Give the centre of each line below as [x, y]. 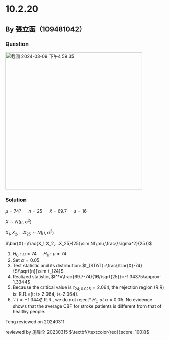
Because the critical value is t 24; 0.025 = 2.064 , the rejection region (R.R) [88, 288]
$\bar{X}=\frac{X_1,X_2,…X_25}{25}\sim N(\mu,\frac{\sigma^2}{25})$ [79, 244]
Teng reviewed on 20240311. [36, 321]
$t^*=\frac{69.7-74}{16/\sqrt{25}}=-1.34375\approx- [106, 277]
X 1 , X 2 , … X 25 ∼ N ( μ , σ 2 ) [30, 233]
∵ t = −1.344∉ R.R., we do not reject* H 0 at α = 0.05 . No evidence [82, 300]
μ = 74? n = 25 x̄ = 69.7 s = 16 [46, 211]
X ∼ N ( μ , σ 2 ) [18, 221]
